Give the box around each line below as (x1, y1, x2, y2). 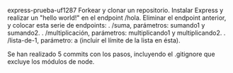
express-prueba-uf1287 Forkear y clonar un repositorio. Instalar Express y (7, 6, 224, 14)
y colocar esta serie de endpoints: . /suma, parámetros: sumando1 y (7, 21, 205, 29)
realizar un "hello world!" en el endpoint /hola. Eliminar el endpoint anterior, (7, 13, 227, 22)
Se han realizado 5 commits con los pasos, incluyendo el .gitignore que (7, 50, 215, 58)
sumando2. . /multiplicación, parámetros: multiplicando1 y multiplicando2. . (7, 28, 226, 37)
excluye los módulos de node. (7, 57, 95, 66)
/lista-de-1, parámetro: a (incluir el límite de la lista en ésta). (7, 36, 181, 45)
